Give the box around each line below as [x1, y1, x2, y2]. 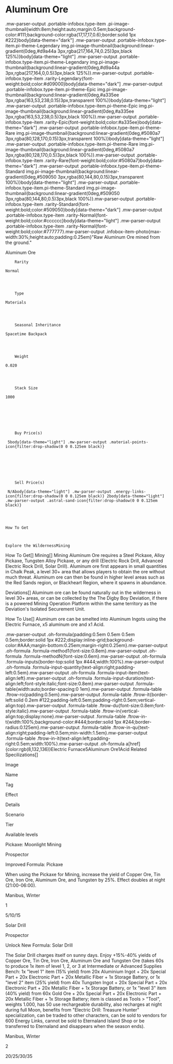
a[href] [126, 740, 141, 747]
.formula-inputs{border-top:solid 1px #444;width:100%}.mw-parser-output [5, 658, 164, 665]
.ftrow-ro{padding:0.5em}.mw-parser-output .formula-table [5, 691, 132, 697]
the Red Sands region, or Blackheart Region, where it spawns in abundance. [5, 579, 167, 585]
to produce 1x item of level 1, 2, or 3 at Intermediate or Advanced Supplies [5, 963, 162, 969]
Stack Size [14, 385, 38, 391]
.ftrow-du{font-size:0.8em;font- [98, 702, 166, 708]
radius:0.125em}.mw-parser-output [5, 724, 80, 730]
